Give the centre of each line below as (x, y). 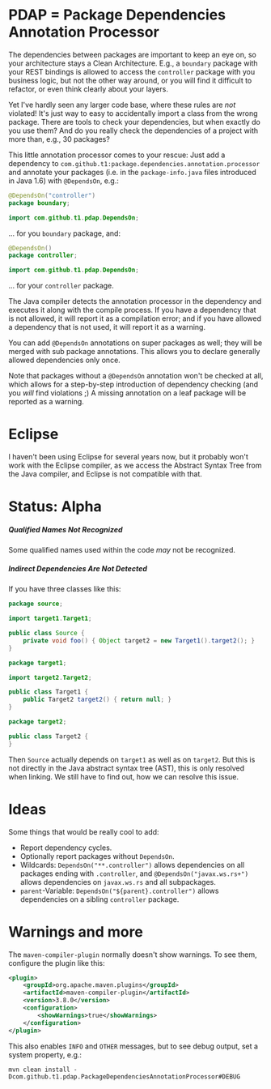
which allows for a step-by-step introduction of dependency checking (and (133, 384)
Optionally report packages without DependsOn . (97, 856)
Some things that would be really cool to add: (84, 831)
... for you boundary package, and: (65, 233)
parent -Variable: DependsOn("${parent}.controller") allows (119, 890)
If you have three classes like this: (65, 589)
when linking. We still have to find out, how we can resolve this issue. (123, 776)
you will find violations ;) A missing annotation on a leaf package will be (127, 393)
